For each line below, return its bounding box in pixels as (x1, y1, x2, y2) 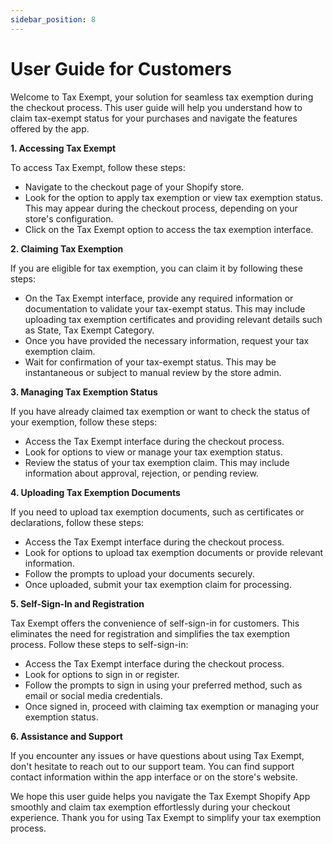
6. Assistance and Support (10, 730, 123, 742)
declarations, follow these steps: (10, 516, 145, 528)
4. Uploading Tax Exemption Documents (10, 486, 181, 498)
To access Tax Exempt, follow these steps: (10, 161, 186, 173)
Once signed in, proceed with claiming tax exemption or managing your (24, 700, 320, 712)
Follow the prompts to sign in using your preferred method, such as (24, 679, 303, 691)
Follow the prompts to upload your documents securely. (24, 567, 255, 580)
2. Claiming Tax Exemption (10, 242, 124, 255)
